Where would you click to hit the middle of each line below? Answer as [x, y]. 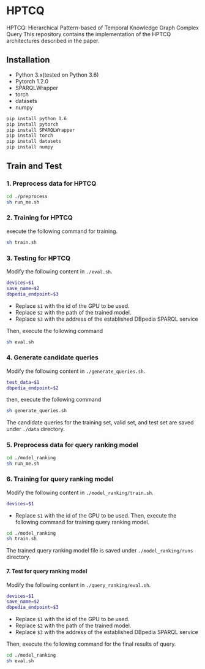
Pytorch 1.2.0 [32, 81]
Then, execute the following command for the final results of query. [91, 644]
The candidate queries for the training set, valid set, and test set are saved [100, 422]
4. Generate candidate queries [53, 357]
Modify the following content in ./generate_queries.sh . [76, 371]
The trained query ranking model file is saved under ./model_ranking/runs [100, 551]
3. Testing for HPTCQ [39, 258]
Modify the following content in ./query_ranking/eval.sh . [79, 585]
